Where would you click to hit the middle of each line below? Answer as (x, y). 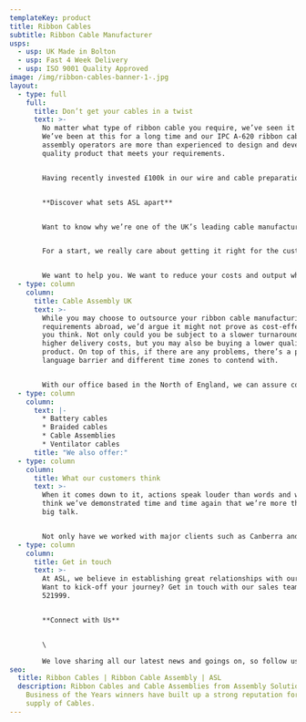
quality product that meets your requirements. (134, 153)
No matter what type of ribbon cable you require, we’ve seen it (169, 129)
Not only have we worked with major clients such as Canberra (163, 536)
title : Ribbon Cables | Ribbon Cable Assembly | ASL (120, 678)
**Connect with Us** (81, 620)
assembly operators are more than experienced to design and (161, 145)
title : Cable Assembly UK (82, 301)
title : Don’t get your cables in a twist (113, 111)
